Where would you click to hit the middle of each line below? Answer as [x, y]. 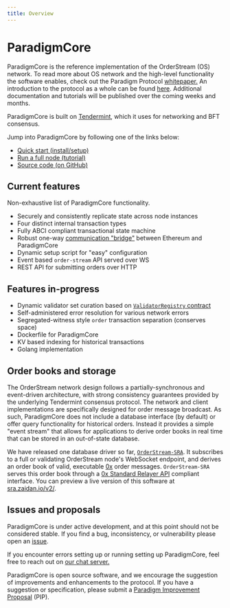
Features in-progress [53, 289]
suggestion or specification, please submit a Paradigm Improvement [104, 589]
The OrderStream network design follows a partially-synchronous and [106, 387]
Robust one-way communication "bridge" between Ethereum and [110, 238]
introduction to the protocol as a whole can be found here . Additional [104, 88]
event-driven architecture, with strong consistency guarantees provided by [113, 395]
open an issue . [28, 541]
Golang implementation [50, 349]
